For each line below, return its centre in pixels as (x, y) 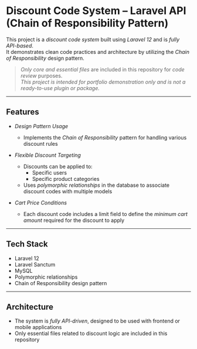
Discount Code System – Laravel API (96, 11)
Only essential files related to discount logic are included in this (91, 333)
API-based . (20, 46)
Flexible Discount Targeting (47, 155)
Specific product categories (66, 179)
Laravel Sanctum (35, 264)
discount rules (40, 143)
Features (23, 112)
